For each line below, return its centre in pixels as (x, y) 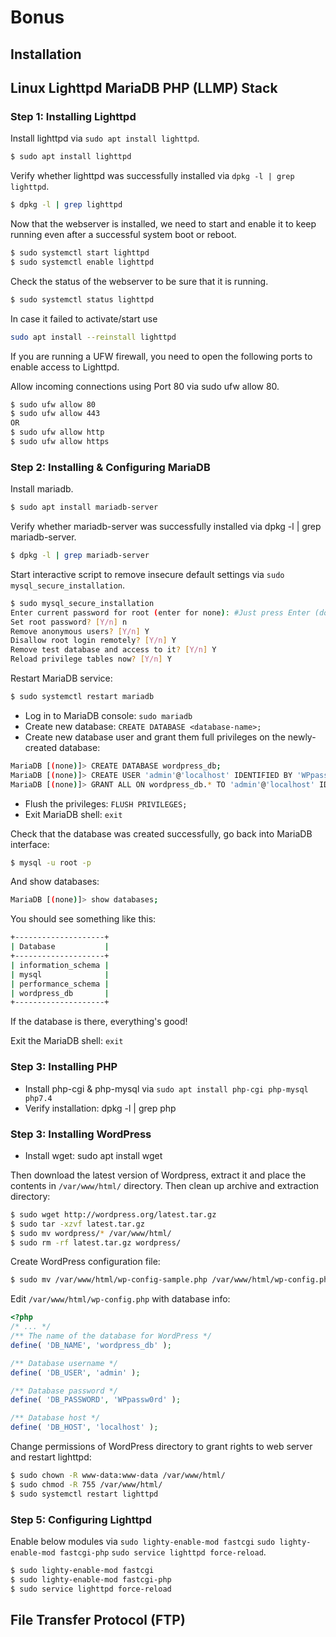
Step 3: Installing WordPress (81, 1134)
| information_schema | (60, 965)
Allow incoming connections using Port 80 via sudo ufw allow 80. (145, 386)
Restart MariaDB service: (61, 678)
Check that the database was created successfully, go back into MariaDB (161, 833)
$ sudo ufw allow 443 (55, 414)
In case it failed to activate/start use (84, 318)
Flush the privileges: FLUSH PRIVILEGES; (106, 803)
